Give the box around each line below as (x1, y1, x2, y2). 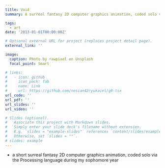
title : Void (5, 7, 29, 12)
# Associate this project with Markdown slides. (5, 120, 111, 125)
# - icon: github (5, 75, 45, 80)
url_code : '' (5, 93, 32, 98)
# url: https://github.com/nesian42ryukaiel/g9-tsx (5, 88, 122, 93)
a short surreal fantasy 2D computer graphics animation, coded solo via (12, 152, 158, 158)
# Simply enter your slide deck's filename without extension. (5, 125, 141, 130)
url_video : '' (5, 107, 34, 112)
